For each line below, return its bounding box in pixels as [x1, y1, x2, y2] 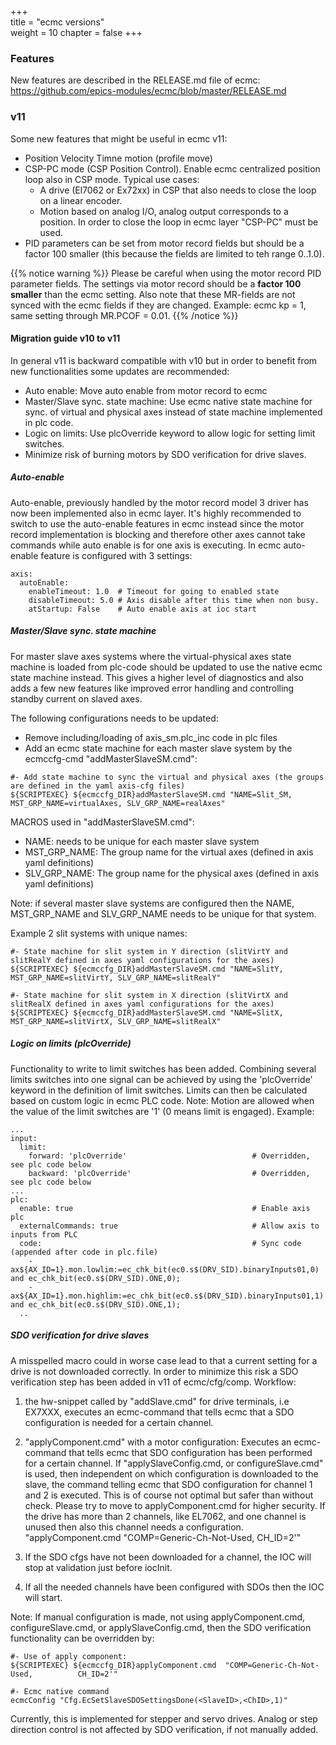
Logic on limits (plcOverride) [10, 1037, 132, 1050]
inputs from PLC [10, 1229, 78, 1240]
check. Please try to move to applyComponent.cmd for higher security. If [24, 1499, 326, 1511]
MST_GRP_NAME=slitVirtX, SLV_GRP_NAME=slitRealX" [10, 1016, 222, 1026]
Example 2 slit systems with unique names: [10, 927, 188, 939]
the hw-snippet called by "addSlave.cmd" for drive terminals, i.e [24, 1395, 290, 1407]
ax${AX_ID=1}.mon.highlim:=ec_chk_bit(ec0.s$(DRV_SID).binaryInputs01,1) [10, 1291, 325, 1301]
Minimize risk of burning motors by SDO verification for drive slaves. [24, 448, 307, 460]
